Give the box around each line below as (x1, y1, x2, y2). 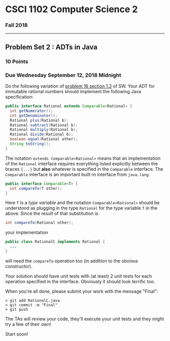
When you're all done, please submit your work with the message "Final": (5, 288, 158, 294)
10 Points (5, 58, 29, 65)
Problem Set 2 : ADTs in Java (5, 43, 98, 51)
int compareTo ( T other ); (10, 186, 62, 191)
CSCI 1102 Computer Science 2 (5, 4, 138, 15)
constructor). (5, 263, 33, 269)
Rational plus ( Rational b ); (10, 118, 69, 123)
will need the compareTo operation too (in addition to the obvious (5, 257, 138, 264)
